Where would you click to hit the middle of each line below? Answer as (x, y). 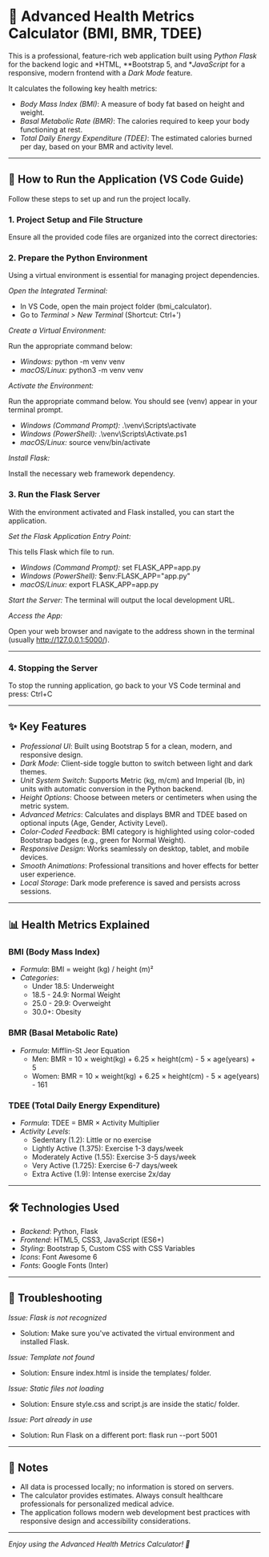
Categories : (39, 978)
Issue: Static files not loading (56, 1388)
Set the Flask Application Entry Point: (70, 536)
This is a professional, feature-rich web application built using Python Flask (133, 55)
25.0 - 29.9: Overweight (71, 1003)
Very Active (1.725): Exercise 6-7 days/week (105, 1166)
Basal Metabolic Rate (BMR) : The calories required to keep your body (134, 121)
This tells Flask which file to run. (61, 552)
